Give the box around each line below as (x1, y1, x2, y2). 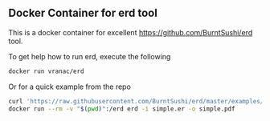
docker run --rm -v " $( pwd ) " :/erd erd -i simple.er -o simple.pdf (8, 104, 235, 113)
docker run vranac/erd (8, 67, 84, 75)
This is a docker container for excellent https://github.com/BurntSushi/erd (8, 27, 253, 37)
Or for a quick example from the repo (8, 82, 131, 91)
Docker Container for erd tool (8, 6, 158, 20)
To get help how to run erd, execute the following (8, 51, 171, 61)
